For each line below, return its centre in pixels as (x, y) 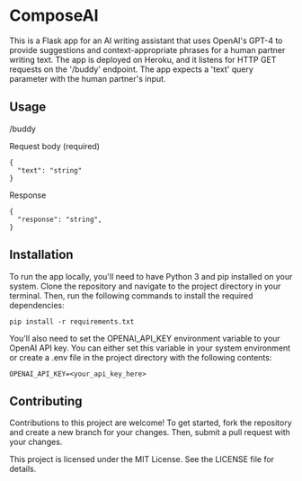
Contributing (46, 401)
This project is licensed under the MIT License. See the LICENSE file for (142, 459)
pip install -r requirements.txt (72, 321)
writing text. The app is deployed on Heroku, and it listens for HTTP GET (143, 59)
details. (23, 469)
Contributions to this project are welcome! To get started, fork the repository (151, 423)
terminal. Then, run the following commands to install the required (131, 295)
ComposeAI (54, 16)
